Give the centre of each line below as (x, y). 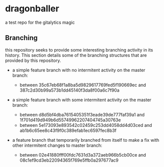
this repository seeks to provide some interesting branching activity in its (79, 50)
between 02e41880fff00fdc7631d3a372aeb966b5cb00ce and (83, 155)
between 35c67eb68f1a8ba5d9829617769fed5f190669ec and (83, 85)
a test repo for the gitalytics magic (40, 22)
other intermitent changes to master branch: (57, 145)
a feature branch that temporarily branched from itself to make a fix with (86, 140)
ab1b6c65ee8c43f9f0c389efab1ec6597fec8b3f (68, 130)
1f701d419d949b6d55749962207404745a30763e (70, 120)
